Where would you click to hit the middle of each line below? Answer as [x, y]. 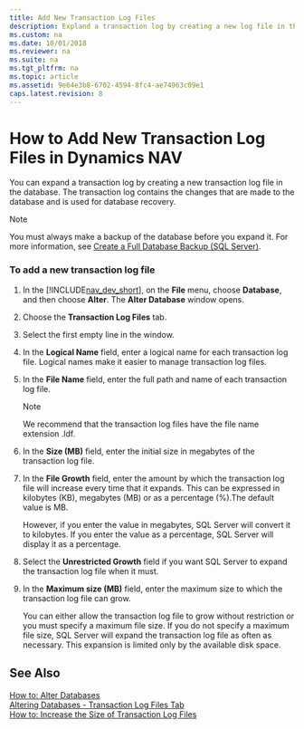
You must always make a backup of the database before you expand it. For [149, 237]
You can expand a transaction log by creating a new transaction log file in [146, 183]
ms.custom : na [36, 34]
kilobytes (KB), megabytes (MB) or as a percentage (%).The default [148, 497]
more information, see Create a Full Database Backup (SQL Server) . [135, 246]
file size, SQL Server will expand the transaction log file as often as [147, 635]
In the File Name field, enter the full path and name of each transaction [155, 379]
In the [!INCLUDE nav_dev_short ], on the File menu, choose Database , [152, 290]
